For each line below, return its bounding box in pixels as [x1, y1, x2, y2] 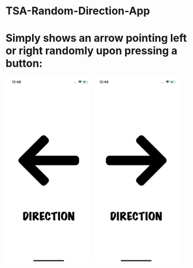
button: [5, 57, 43, 70]
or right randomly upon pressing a [5, 44, 178, 58]
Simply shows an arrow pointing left [5, 32, 187, 45]
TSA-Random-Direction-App [5, 4, 150, 18]
